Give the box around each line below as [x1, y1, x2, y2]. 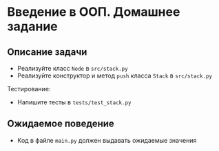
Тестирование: [7, 85, 51, 93]
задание [7, 19, 59, 34]
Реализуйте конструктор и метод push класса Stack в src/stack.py [17, 71, 212, 80]
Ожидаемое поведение [7, 118, 115, 130]
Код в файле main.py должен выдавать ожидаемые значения [17, 136, 197, 144]
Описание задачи [7, 46, 87, 58]
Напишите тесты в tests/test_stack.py [17, 98, 132, 106]
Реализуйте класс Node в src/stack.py [17, 65, 129, 72]
